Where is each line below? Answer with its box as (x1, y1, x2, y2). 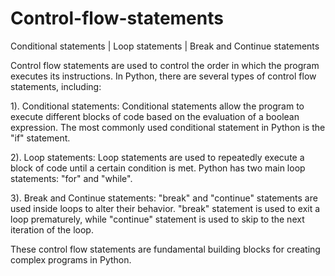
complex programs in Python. (10, 253, 132, 266)
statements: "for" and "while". (10, 172, 133, 184)
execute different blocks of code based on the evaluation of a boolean (10, 110, 300, 122)
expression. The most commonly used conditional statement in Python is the (10, 121, 326, 133)
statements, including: (10, 80, 102, 92)
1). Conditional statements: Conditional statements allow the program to (10, 100, 305, 112)
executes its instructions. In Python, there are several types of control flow (10, 70, 317, 82)
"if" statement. (10, 132, 71, 144)
